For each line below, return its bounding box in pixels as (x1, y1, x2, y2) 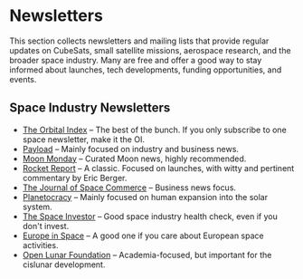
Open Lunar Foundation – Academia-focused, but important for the (22, 249, 272, 260)
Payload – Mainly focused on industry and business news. (22, 143, 240, 154)
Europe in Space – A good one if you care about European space (22, 230, 264, 241)
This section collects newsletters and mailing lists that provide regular (9, 35, 270, 46)
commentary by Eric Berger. (22, 172, 128, 183)
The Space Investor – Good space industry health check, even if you (22, 210, 278, 222)
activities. (22, 239, 59, 250)
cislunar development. (22, 259, 106, 270)
